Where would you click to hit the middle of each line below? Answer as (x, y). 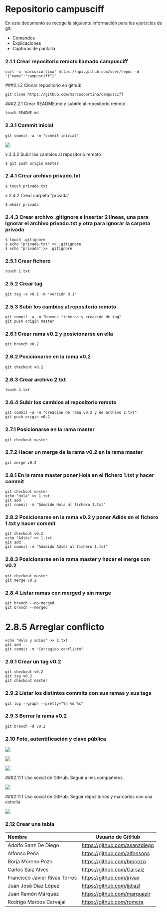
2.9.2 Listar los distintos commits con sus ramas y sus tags (78, 693)
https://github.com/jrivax (110, 878)
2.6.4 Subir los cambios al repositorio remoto (61, 402)
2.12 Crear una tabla (30, 824)
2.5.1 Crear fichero (28, 261)
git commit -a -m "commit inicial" (42, 135)
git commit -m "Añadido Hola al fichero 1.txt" (56, 505)
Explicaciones (27, 43)
